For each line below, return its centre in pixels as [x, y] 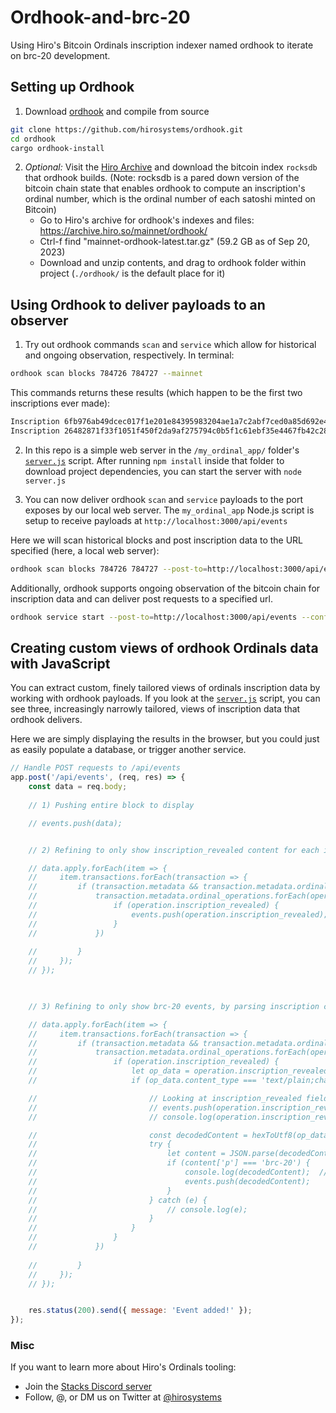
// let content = [127, 1154]
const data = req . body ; [78, 787]
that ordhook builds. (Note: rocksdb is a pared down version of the [162, 178]
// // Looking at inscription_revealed [165, 1098]
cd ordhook [33, 139]
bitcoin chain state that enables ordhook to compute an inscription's [165, 188]
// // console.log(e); [138, 1209]
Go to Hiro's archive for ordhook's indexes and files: [147, 220]
